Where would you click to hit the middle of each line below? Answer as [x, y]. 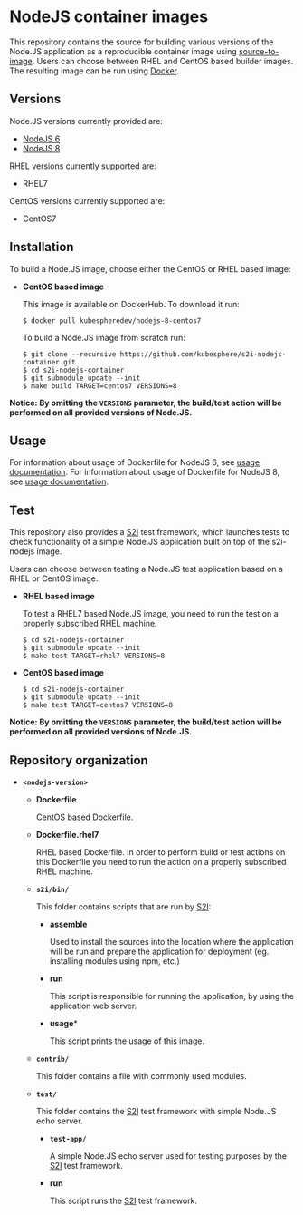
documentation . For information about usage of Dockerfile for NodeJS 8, [145, 472]
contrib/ [52, 1059]
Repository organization [79, 760]
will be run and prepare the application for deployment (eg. [159, 951]
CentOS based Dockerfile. [85, 817]
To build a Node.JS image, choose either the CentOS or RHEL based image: [150, 268]
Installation [42, 247]
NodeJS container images [109, 17]
